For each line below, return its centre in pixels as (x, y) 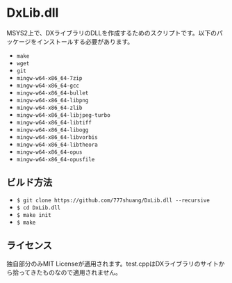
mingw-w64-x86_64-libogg (52, 130)
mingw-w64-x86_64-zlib (49, 108)
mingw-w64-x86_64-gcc (48, 86)
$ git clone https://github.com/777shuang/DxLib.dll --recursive (113, 200)
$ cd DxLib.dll (39, 208)
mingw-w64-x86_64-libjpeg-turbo (63, 115)
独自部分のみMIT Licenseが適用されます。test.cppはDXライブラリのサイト (113, 264)
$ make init (34, 215)
